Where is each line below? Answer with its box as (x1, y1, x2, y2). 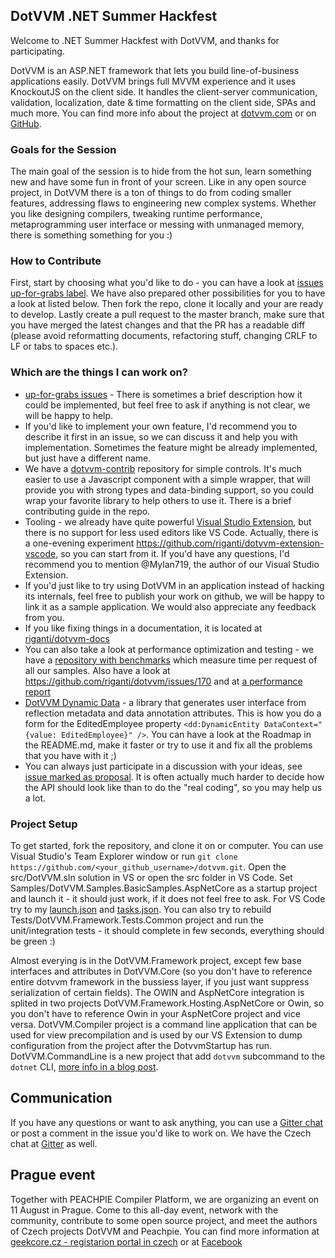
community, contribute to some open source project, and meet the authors (10, 1214, 318, 1226)
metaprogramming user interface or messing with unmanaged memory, (10, 219, 305, 231)
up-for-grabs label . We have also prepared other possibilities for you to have (10, 287, 326, 299)
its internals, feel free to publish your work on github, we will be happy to (24, 590, 325, 602)
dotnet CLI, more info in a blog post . (10, 1061, 159, 1073)
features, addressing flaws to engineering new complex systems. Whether (10, 197, 317, 209)
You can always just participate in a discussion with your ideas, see (24, 760, 303, 772)
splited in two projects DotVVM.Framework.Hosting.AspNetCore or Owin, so (10, 997, 325, 1009)
